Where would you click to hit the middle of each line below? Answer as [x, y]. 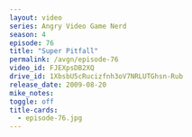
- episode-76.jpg [50, 118]
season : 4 [28, 34]
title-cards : [34, 110]
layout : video [36, 18]
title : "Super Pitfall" [54, 51]
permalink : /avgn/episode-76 [64, 59]
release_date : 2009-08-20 [58, 85]
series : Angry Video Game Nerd [68, 26]
